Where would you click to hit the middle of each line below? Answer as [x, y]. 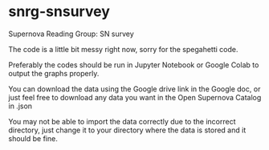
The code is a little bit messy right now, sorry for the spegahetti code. [123, 49]
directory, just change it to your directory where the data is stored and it [127, 130]
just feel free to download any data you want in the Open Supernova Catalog [135, 97]
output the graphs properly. [54, 73]
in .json [20, 106]
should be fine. [33, 138]
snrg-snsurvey [59, 12]
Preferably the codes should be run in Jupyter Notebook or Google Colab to [134, 65]
